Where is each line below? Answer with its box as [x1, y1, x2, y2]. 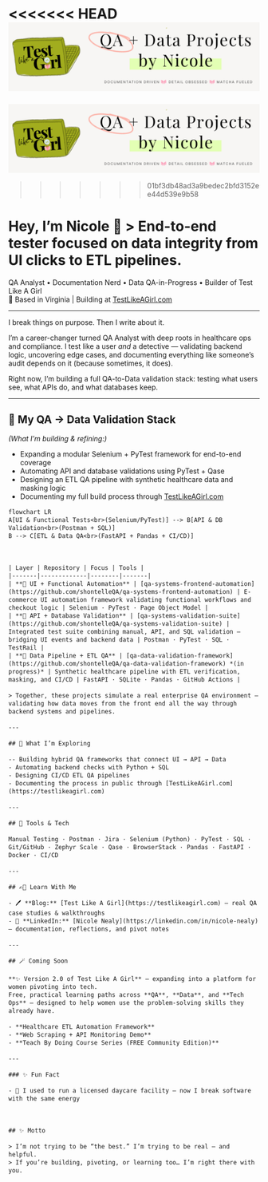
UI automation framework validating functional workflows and [40, 596, 251, 604]
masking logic [19, 484, 66, 493]
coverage [19, 458, 52, 468]
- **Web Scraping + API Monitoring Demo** [8, 1031, 152, 1039]
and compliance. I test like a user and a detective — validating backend [8, 341, 242, 351]
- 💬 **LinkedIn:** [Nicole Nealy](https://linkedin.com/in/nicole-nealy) [8, 917, 259, 926]
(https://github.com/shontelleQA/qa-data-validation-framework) [8, 660, 227, 668]
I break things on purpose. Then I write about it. [8, 317, 165, 327]
